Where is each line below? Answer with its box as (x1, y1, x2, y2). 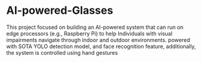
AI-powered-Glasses (6, 4, 113, 17)
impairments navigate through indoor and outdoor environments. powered (6, 36, 191, 43)
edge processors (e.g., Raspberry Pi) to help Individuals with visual (6, 29, 173, 37)
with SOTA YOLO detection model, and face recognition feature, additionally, (6, 43, 196, 50)
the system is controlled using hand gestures (6, 49, 118, 56)
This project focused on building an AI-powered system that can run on (6, 23, 184, 31)
